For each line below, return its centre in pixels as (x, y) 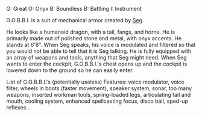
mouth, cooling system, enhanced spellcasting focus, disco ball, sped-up (97, 101)
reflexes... (19, 107)
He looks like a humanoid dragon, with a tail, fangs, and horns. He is (91, 32)
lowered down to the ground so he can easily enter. (70, 70)
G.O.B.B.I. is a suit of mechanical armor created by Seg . (75, 20)
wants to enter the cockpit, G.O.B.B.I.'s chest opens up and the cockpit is (97, 64)
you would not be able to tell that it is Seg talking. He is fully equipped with (99, 51)
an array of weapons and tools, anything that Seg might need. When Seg (96, 57)
